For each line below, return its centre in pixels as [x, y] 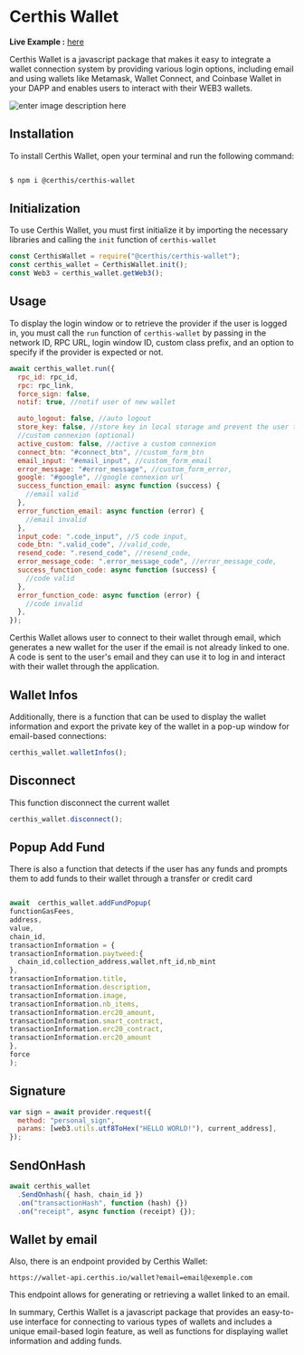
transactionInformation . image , [68, 995]
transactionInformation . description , [81, 988]
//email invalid [57, 519]
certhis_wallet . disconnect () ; [66, 819]
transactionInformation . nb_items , [75, 1004]
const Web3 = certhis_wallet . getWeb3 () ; [87, 273]
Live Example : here [47, 42]
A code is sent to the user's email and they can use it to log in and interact [147, 657]
